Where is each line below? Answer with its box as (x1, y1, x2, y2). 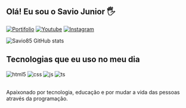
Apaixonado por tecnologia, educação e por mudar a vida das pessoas (6, 89, 180, 96)
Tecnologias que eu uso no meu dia (6, 54, 140, 64)
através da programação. (6, 95, 69, 102)
